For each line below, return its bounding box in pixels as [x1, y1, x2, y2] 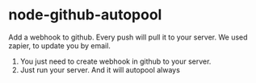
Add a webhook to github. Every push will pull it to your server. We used [8, 32, 248, 42]
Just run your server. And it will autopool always [19, 64, 180, 74]
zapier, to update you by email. [8, 40, 111, 50]
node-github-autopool [8, 6, 162, 24]
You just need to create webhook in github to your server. [19, 56, 212, 66]
